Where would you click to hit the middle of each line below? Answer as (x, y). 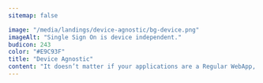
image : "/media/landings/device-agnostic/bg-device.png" (104, 30)
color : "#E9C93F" (37, 52)
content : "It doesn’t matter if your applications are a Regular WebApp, (132, 67)
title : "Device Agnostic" (51, 59)
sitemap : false (33, 15)
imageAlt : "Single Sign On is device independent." (95, 37)
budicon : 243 (30, 44)
